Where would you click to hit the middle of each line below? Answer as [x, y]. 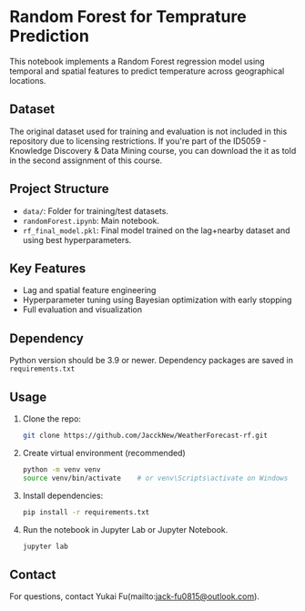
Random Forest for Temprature [128, 17]
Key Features [48, 268]
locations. [28, 80]
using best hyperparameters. [77, 239]
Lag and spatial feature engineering [89, 290]
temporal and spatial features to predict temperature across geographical [147, 71]
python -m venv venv [61, 469]
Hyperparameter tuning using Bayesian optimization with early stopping [157, 300]
